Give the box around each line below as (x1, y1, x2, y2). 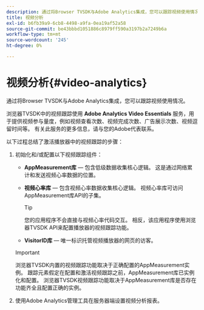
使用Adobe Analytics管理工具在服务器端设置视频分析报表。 (15, 297, 163, 304)
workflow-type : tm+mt (6, 31, 61, 38)
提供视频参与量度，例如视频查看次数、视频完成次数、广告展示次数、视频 (11, 117, 192, 125)
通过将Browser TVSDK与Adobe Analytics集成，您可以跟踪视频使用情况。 (6, 97, 189, 104)
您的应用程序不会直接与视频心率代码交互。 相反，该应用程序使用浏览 (24, 216, 196, 223)
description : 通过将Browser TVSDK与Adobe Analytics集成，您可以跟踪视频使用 (6, 8, 190, 15)
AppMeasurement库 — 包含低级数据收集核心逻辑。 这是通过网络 (24, 163, 188, 171)
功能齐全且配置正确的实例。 (15, 284, 85, 291)
